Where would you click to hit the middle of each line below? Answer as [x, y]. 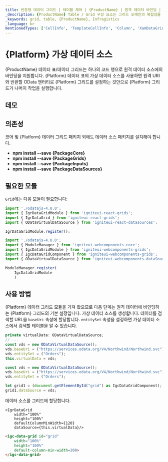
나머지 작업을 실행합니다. [38, 88]
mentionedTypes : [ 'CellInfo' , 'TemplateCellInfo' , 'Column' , [70, 28]
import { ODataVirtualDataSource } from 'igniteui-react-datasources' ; [81, 222]
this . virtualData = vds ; [31, 358]
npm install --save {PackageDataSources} [57, 169]
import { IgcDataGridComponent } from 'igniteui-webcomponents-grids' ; [81, 254]
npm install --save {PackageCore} [48, 153]
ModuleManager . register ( [31, 268]
